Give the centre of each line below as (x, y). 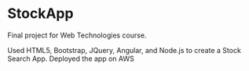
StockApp (40, 14)
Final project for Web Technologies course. (77, 35)
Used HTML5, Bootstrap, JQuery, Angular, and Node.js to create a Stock (124, 50)
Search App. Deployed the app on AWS (71, 59)
